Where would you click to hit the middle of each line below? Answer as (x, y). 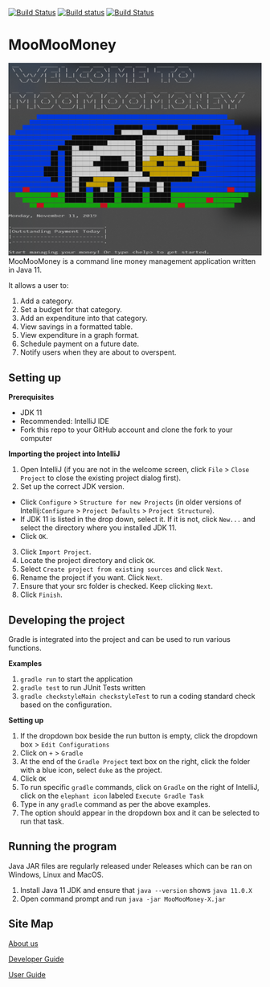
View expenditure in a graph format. (79, 335)
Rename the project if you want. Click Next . (91, 578)
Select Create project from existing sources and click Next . (121, 569)
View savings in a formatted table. (76, 327)
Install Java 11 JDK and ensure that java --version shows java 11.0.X (136, 890)
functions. (25, 648)
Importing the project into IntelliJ (64, 454)
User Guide (27, 974)
